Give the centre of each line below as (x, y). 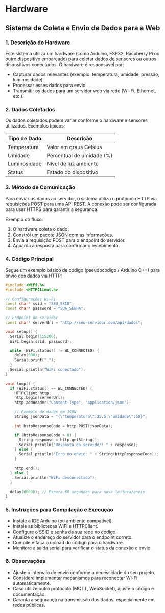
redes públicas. (29, 605)
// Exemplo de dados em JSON (45, 412)
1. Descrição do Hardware (38, 43)
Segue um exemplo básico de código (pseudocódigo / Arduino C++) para (82, 270)
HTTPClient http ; (33, 393)
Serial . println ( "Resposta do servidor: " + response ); (78, 445)
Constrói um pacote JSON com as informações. (63, 235)
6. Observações (26, 561)
